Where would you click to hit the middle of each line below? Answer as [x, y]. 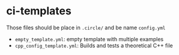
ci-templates [39, 11]
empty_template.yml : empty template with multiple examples [89, 39]
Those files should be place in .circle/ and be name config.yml [86, 27]
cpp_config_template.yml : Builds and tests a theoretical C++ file [94, 45]
